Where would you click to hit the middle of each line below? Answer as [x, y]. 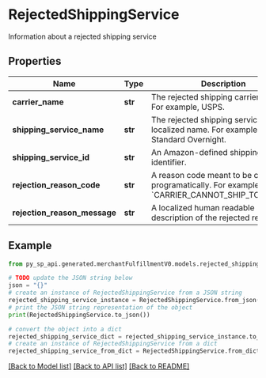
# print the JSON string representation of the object [101, 307]
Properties [35, 61]
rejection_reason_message [65, 213]
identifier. [169, 162]
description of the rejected [200, 217]
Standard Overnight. [189, 139]
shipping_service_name [58, 130]
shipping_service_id [51, 157]
